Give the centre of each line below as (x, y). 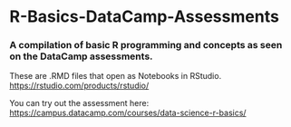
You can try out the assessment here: (79, 103)
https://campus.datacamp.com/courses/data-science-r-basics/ (128, 113)
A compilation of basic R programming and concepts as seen (146, 45)
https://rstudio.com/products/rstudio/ (79, 86)
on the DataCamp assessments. (81, 56)
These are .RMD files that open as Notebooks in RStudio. (116, 76)
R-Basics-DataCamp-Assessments (144, 17)
